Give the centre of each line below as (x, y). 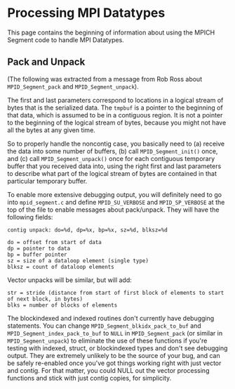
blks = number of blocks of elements (62, 305)
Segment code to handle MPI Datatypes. (66, 39)
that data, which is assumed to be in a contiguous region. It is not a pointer (115, 115)
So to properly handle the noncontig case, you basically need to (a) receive (116, 144)
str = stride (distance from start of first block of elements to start (116, 293)
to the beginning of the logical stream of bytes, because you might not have (117, 122)
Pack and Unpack (46, 62)
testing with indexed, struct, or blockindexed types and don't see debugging (117, 348)
